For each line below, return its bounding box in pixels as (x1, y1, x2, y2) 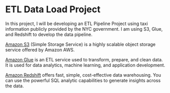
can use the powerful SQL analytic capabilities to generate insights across (5, 77, 161, 83)
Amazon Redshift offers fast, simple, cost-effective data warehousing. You (5, 72, 161, 78)
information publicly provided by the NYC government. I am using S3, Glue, (5, 26, 163, 32)
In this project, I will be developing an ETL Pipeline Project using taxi (5, 20, 148, 27)
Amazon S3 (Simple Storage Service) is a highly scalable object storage (5, 41, 156, 47)
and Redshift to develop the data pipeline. (5, 31, 93, 37)
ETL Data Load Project (5, 4, 101, 15)
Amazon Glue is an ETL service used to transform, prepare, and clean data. (5, 56, 163, 62)
